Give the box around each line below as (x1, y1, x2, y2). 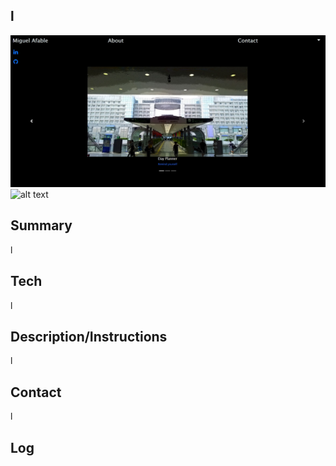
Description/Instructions (10, 328, 168, 345)
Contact (10, 384, 62, 401)
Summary (10, 217, 73, 234)
